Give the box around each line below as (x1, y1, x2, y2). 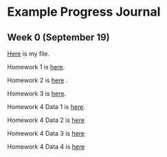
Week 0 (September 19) (7, 32, 110, 43)
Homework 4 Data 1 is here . (7, 103, 86, 110)
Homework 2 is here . (7, 76, 68, 84)
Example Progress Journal (7, 4, 161, 20)
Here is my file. (7, 49, 50, 58)
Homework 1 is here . (7, 63, 65, 71)
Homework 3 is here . (7, 90, 67, 97)
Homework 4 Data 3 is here (7, 130, 85, 137)
